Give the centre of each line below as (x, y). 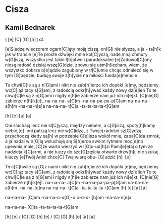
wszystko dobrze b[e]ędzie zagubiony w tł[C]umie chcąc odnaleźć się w (79, 70)
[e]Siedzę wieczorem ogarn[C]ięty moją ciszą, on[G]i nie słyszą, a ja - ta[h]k (83, 49)
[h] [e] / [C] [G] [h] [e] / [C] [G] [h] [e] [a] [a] (50, 217)
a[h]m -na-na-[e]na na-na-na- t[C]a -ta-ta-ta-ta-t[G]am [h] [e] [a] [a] (76, 188)
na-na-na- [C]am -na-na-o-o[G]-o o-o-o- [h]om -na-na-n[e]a (68, 197)
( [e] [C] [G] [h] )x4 (25, 39)
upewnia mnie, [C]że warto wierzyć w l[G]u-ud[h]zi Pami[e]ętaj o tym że (79, 147)
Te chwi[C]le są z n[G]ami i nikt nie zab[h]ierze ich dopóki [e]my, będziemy (82, 85)
